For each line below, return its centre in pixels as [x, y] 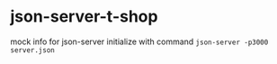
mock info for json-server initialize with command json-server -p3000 [139, 41]
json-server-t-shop [84, 17]
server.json [32, 50]
